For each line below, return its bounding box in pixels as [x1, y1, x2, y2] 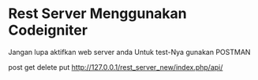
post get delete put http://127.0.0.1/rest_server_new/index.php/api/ [8, 62, 223, 71]
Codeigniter [8, 21, 88, 39]
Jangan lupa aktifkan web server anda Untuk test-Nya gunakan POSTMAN [8, 47, 251, 56]
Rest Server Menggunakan [8, 5, 187, 23]
